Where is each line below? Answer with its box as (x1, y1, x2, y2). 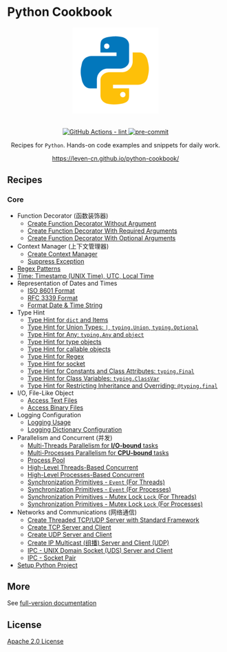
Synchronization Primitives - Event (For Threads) (27, 478, 165, 486)
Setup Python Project (17, 560, 78, 569)
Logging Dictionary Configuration (27, 425, 122, 434)
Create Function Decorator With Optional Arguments (27, 233, 176, 242)
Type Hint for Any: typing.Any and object (27, 330, 144, 338)
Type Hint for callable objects (27, 345, 111, 353)
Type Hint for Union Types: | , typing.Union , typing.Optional (27, 323, 199, 331)
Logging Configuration (17, 410, 81, 419)
